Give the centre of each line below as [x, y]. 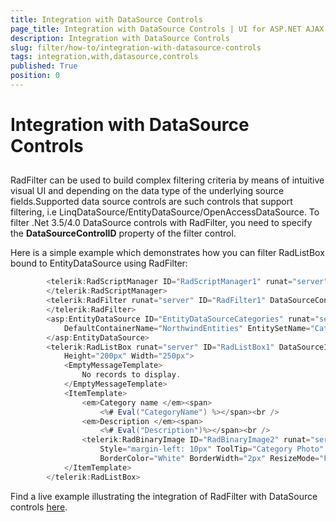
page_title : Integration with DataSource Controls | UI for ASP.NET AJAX [167, 29]
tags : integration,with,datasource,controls [104, 57]
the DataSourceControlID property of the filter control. [123, 233]
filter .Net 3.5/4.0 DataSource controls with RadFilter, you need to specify [161, 223]
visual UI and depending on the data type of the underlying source [147, 191]
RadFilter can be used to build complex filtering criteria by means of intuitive [167, 180]
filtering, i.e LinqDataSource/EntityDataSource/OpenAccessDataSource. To [165, 212]
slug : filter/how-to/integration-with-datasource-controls [136, 47]
